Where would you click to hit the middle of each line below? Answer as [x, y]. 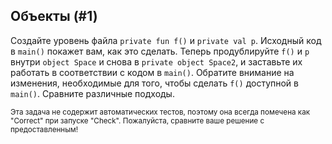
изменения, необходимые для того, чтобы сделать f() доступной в [154, 83]
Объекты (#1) [54, 16]
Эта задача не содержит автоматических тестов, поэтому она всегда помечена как [160, 112]
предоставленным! [44, 129]
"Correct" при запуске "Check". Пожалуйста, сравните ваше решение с [137, 120]
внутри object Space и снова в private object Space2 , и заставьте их [156, 61]
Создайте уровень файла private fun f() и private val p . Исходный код [166, 40]
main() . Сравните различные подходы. [92, 93]
